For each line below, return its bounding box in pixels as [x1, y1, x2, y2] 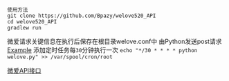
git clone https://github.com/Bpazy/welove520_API [7, 12, 156, 19]
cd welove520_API [7, 19, 57, 25]
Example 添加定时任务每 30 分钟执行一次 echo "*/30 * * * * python [7, 46, 198, 54]
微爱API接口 [7, 67, 42, 74]
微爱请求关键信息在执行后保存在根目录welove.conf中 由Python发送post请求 [7, 37, 222, 45]
